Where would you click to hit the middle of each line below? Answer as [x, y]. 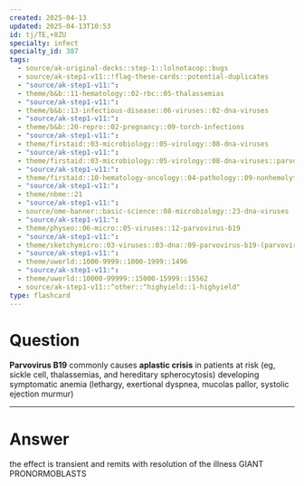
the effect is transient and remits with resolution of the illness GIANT [137, 464]
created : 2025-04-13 [48, 18]
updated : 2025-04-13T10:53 [60, 26]
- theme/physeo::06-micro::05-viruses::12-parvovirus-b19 [129, 228]
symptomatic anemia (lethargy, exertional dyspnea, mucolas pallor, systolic [149, 385]
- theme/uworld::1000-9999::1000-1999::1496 [103, 262]
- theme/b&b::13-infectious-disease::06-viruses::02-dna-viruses [143, 110]
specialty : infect [44, 43]
